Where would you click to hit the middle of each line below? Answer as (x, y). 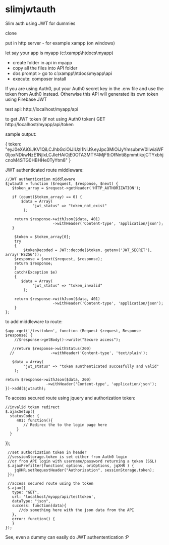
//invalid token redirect (32, 407)
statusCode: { (24, 416)
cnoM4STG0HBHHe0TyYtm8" (37, 160)
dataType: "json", (31, 501)
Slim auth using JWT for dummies (40, 23)
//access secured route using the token (50, 483)
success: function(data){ (39, 505)
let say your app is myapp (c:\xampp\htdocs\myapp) (59, 53)
